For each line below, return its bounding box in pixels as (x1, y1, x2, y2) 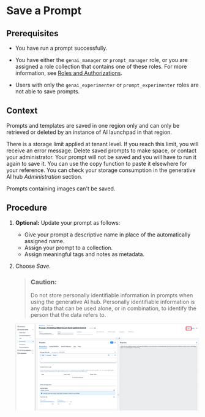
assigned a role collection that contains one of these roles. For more (15, 63, 187, 70)
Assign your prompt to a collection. (24, 244, 113, 251)
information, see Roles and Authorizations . (15, 69, 122, 77)
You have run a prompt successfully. (15, 44, 108, 52)
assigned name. (24, 237, 65, 244)
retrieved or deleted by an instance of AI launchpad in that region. (6, 128, 173, 136)
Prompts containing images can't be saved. (6, 185, 116, 192)
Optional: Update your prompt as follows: (15, 219, 121, 226)
